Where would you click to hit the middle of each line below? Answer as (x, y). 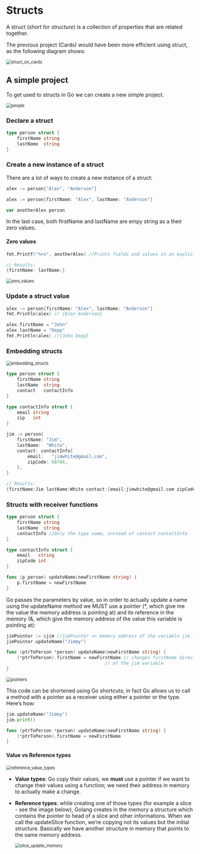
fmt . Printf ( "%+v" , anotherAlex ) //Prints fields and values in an (90, 254)
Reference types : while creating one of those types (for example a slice (103, 803)
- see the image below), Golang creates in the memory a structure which (104, 809)
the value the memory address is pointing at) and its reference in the (90, 612)
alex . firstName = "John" (37, 325)
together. (17, 33)
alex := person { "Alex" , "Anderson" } (51, 188)
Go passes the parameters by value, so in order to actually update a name (97, 600)
